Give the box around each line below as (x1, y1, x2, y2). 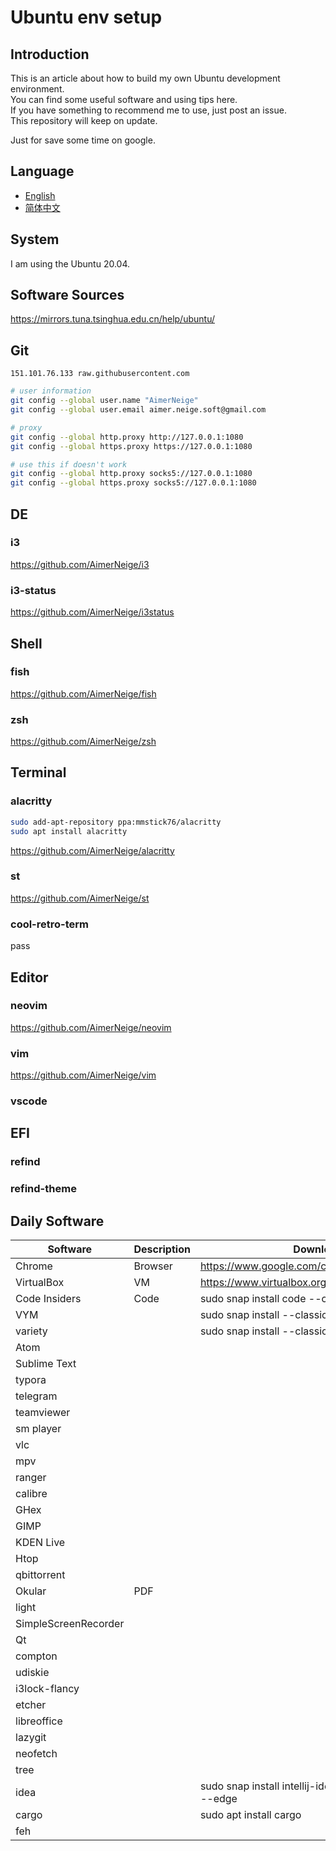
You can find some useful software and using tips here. (10, 94, 238, 105)
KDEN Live (15, 1536, 66, 1550)
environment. (10, 83, 65, 95)
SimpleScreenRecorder (15, 1617, 125, 1631)
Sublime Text (15, 1357, 77, 1371)
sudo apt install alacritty (10, 826, 128, 836)
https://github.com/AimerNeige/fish (10, 687, 157, 700)
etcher (15, 1698, 47, 1712)
